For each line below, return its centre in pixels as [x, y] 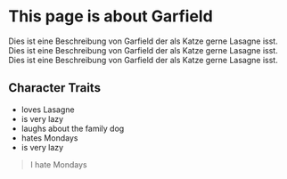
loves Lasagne [48, 110]
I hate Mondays [58, 164]
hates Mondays [49, 138]
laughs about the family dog [73, 128]
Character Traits [55, 88]
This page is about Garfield [111, 16]
